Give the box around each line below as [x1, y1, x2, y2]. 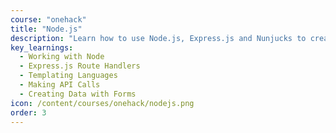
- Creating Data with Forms [19, 89, 137, 99]
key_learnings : [10, 42, 74, 53]
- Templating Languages [19, 71, 118, 81]
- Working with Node [19, 52, 105, 62]
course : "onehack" [10, 14, 87, 25]
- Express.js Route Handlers [19, 61, 141, 71]
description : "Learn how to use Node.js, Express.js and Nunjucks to [10, 33, 307, 43]
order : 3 [10, 107, 47, 118]
